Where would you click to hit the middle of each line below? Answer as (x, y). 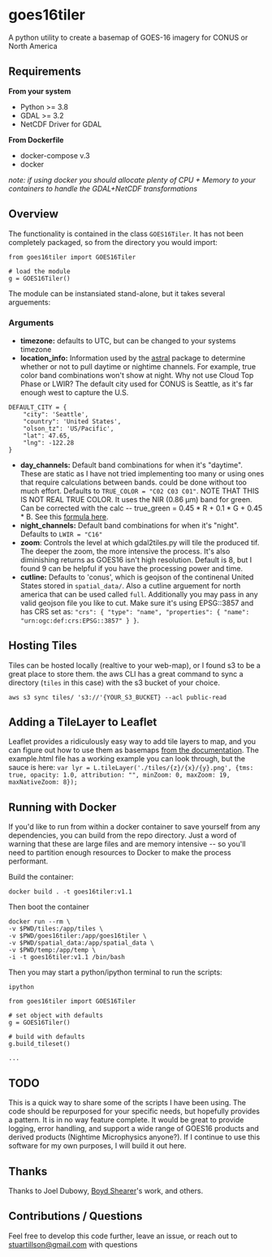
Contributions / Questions (76, 1216)
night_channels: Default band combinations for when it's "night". (130, 525)
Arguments (31, 323)
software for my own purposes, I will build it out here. (97, 1146)
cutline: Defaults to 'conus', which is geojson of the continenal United (137, 577)
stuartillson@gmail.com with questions (73, 1244)
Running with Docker (63, 807)
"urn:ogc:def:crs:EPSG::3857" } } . (80, 620)
